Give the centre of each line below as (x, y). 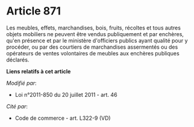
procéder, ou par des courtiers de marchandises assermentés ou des (92, 47)
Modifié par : (22, 83)
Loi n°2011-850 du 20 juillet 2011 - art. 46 (66, 94)
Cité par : (17, 106)
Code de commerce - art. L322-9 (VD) (63, 118)
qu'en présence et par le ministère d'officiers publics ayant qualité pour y (97, 40)
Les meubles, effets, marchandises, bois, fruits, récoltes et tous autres (93, 28)
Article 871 (34, 11)
